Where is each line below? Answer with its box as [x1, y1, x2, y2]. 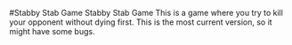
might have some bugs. [9, 26, 95, 36]
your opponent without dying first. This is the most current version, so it [9, 17, 273, 27]
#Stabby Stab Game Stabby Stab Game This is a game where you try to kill [9, 8, 283, 18]
